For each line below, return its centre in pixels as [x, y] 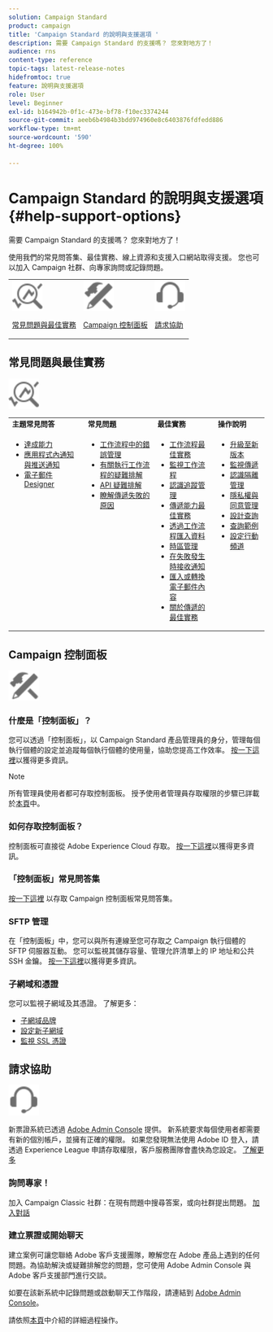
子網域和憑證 [34, 985]
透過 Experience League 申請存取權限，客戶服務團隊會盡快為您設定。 [125, 1150]
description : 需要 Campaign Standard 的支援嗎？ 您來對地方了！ [111, 43]
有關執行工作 [122, 465]
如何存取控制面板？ [46, 827]
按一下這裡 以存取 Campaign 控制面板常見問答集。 [93, 898]
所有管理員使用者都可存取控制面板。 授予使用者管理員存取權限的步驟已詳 [130, 793]
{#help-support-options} [95, 216]
